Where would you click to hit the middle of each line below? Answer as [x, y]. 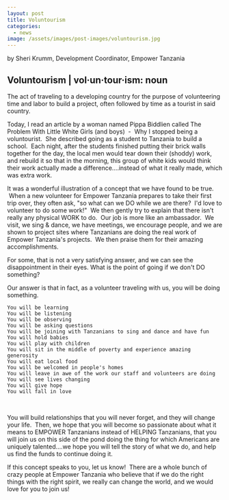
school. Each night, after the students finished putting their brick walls [107, 146]
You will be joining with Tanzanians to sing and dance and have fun [108, 332]
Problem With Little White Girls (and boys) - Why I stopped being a [103, 132]
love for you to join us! [38, 489]
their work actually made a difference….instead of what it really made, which [115, 168]
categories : [24, 26]
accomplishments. [33, 247]
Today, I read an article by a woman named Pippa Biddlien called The [104, 124]
